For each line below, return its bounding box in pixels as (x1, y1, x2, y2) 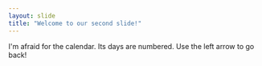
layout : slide (8, 11, 56, 20)
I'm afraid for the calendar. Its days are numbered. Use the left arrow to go (8, 41, 255, 51)
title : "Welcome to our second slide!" (8, 19, 142, 27)
